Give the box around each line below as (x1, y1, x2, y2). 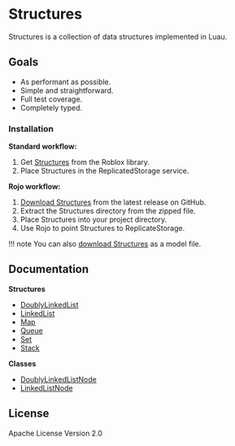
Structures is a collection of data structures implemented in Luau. (8, 32, 228, 41)
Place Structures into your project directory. (20, 214, 168, 224)
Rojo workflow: (8, 182, 61, 192)
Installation (8, 123, 54, 134)
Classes (8, 358, 37, 368)
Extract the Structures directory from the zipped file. (20, 206, 196, 216)
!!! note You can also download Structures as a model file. (8, 239, 202, 249)
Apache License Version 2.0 (8, 428, 103, 438)
